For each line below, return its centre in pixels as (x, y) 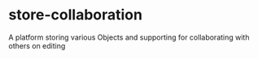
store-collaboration (75, 15)
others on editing (37, 45)
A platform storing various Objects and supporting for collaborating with (129, 37)
